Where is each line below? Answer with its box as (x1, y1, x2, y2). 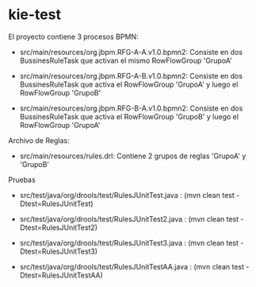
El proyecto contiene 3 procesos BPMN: (8, 32, 139, 41)
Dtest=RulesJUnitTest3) (19, 246, 97, 256)
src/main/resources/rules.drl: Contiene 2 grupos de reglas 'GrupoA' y (19, 151, 246, 161)
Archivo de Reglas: (8, 135, 70, 145)
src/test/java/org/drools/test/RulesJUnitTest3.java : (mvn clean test (19, 238, 239, 247)
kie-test (8, 6, 62, 24)
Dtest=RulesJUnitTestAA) (19, 270, 103, 280)
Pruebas (8, 175, 36, 184)
